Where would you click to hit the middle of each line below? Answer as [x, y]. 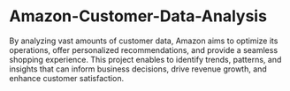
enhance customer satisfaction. [67, 78]
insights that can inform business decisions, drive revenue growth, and [138, 69]
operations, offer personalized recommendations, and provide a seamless [144, 49]
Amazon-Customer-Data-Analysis [138, 16]
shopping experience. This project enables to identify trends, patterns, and [145, 59]
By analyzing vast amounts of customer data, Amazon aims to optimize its [144, 41]
